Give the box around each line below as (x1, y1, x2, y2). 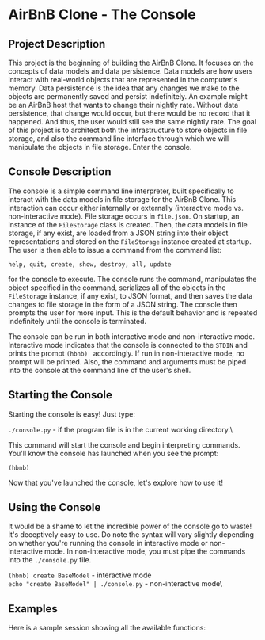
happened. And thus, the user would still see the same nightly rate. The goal (8, 117, 257, 126)
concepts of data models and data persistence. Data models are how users (8, 67, 253, 76)
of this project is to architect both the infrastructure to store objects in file (8, 125, 248, 135)
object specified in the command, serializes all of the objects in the (8, 283, 226, 292)
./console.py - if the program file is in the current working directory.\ (8, 425, 233, 434)
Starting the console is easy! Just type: (8, 410, 136, 419)
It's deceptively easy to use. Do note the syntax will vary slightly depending (8, 530, 255, 539)
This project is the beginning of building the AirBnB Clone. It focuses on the (8, 58, 255, 67)
